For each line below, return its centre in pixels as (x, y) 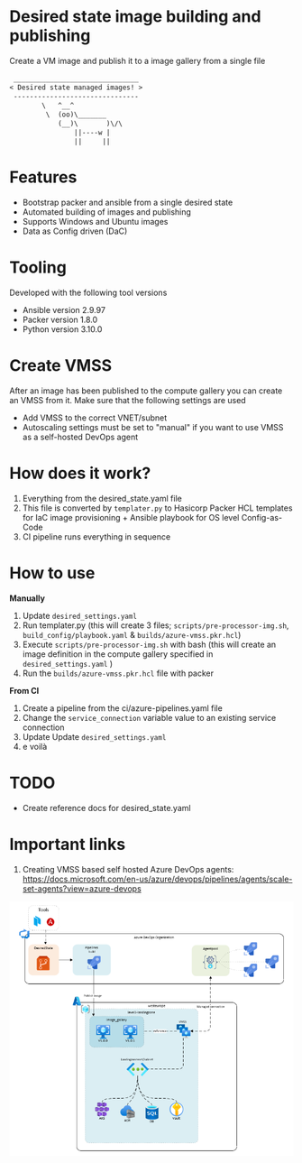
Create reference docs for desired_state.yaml (106, 808)
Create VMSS (61, 365)
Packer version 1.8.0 (60, 319)
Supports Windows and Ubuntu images (95, 221)
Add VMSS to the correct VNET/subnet (95, 418)
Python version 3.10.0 (62, 329)
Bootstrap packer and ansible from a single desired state (128, 202)
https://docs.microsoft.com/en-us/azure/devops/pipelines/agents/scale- (157, 879)
